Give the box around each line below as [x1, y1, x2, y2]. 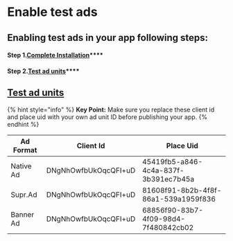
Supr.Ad [10, 190, 37, 199]
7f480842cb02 [141, 222, 194, 232]
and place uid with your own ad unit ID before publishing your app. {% [7, 112, 208, 121]
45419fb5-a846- [141, 157, 203, 166]
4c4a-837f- [141, 166, 185, 175]
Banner [10, 209, 35, 219]
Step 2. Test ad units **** [7, 66, 80, 75]
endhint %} [7, 120, 40, 128]
